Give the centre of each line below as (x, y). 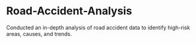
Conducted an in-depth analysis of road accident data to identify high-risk (98, 27)
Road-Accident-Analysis (69, 11)
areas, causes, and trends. (39, 33)
